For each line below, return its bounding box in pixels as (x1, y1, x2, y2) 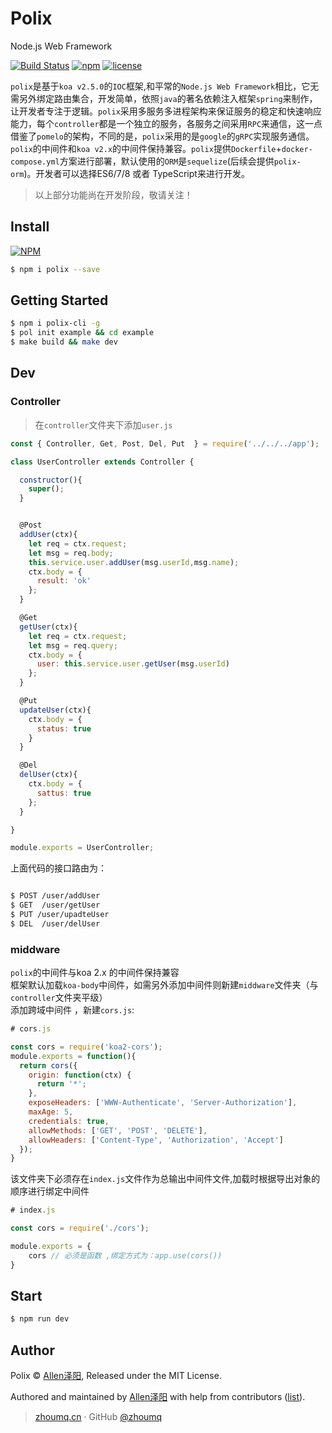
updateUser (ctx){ (19, 705, 92, 715)
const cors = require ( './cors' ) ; (10, 1223, 150, 1234)
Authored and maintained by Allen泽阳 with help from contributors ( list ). (10, 1391, 306, 1403)
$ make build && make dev (10, 337, 118, 347)
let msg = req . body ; (28, 548, 114, 558)
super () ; (28, 484, 65, 494)
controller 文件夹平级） (10, 992, 108, 1004)
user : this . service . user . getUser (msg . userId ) (36, 659, 230, 669)
